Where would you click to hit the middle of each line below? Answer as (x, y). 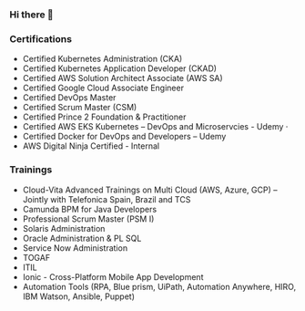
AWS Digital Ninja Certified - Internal (91, 146)
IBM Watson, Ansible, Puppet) (78, 296)
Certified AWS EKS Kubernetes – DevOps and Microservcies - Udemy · (155, 127)
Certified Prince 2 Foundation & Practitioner (104, 117)
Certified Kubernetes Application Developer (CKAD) (119, 68)
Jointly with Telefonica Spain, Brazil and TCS (107, 199)
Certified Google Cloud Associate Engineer (103, 88)
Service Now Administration (75, 248)
